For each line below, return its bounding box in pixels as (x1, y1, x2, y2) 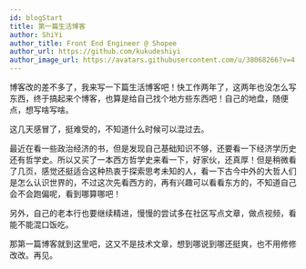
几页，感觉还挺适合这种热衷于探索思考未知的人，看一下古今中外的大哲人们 (16, 165, 297, 176)
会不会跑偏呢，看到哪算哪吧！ (9, 188, 121, 199)
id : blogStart (9, 13, 64, 23)
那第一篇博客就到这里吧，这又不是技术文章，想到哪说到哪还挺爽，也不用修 (9, 238, 289, 249)
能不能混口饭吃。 (9, 219, 74, 230)
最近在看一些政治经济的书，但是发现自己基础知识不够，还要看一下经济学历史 (9, 143, 297, 154)
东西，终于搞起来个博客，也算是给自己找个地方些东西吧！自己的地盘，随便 (9, 93, 289, 104)
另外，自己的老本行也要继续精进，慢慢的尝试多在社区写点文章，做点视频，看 (9, 208, 297, 218)
